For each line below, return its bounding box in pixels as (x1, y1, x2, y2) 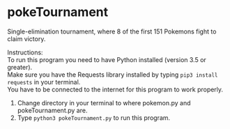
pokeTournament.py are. (17, 106, 88, 114)
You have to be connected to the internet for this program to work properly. (7, 85, 224, 93)
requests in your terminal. (7, 77, 81, 86)
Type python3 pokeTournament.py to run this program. (17, 113, 171, 122)
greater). (7, 63, 33, 71)
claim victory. (7, 34, 46, 43)
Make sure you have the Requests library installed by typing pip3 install (7, 70, 218, 79)
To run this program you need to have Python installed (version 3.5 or (7, 55, 207, 63)
